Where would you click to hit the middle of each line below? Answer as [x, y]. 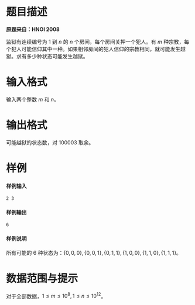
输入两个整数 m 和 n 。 [33, 99]
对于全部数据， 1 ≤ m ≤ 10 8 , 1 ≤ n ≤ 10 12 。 [56, 296]
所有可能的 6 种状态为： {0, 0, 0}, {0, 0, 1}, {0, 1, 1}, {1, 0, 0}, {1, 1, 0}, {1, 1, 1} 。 [94, 252]
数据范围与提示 [42, 278]
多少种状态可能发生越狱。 [57, 56]
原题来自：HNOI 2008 [33, 29]
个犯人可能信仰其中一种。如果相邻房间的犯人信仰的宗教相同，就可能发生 [93, 49]
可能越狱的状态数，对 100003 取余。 [50, 142]
